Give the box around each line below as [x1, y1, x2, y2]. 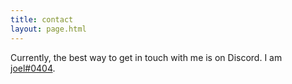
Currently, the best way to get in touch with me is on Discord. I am [10, 51, 283, 63]
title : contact [10, 14, 74, 25]
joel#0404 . [10, 62, 56, 74]
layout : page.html [10, 24, 87, 34]
